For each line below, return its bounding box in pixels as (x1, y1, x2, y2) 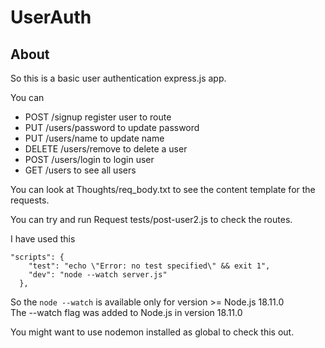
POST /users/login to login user (24, 154, 155, 165)
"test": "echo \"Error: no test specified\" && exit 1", (28, 261, 271, 271)
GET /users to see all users (24, 164, 137, 176)
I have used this (10, 233, 76, 245)
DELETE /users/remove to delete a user (24, 143, 188, 155)
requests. (10, 194, 50, 206)
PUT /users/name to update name (24, 132, 165, 144)
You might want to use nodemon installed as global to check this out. (10, 326, 295, 338)
